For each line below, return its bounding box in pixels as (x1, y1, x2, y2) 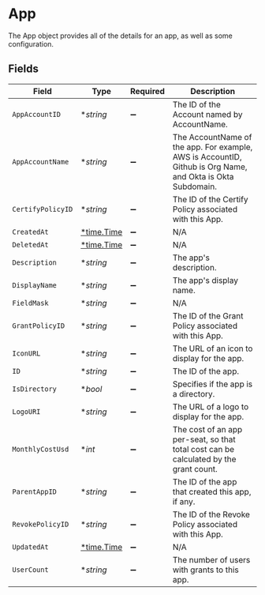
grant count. (172, 463, 218, 474)
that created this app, (172, 486, 252, 497)
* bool (80, 383, 103, 394)
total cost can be (172, 443, 235, 454)
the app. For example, (172, 141, 253, 153)
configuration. (8, 39, 54, 48)
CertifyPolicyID (12, 205, 73, 213)
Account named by (172, 108, 243, 119)
